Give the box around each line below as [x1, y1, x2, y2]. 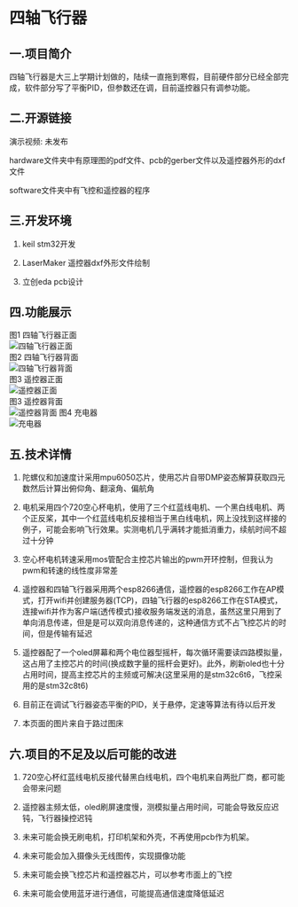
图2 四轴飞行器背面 [9, 352, 79, 363]
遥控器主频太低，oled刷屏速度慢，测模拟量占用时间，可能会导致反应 [21, 801, 272, 812]
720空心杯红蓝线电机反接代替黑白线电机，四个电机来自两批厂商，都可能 [21, 772, 286, 783]
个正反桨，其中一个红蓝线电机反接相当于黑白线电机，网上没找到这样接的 [21, 513, 286, 524]
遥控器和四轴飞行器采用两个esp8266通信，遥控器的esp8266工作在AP [21, 584, 277, 595]
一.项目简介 [9, 46, 73, 61]
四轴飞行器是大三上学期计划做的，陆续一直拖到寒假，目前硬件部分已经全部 [9, 72, 281, 82]
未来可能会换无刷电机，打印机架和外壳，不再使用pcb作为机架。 [21, 832, 255, 842]
